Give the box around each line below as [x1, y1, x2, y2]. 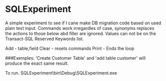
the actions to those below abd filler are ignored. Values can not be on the [5, 30, 156, 36]
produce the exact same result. [5, 60, 69, 66]
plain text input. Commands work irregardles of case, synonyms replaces [5, 25, 155, 31]
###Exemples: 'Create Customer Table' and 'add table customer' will [5, 55, 146, 61]
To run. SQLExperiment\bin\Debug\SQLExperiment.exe [5, 70, 117, 76]
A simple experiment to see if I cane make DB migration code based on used [5, 20, 162, 26]
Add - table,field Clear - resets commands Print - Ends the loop [5, 45, 135, 51]
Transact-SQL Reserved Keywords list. [5, 36, 84, 42]
